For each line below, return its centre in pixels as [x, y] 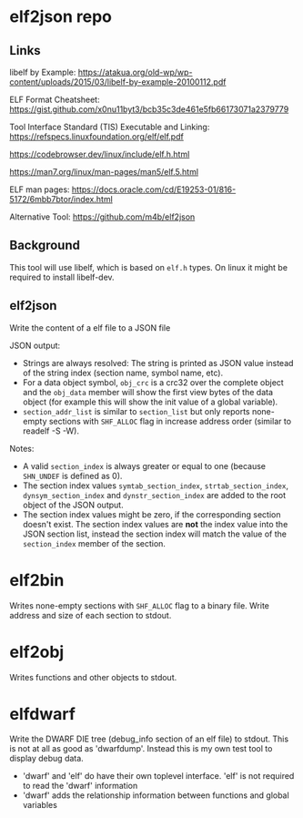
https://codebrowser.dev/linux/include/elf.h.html [100, 154]
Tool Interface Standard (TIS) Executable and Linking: [110, 127]
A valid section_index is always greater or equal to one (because [144, 465]
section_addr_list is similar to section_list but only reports [136, 411]
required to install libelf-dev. [62, 277]
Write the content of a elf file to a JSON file [90, 327]
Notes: [22, 448]
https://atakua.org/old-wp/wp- [135, 72]
